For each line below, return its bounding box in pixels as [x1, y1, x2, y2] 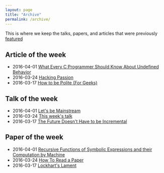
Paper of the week [5, 133, 64, 141]
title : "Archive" [5, 12, 42, 17]
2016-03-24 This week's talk [12, 113, 73, 119]
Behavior [12, 69, 31, 75]
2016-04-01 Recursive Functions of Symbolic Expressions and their [12, 146, 152, 152]
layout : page [5, 7, 33, 13]
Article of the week [5, 50, 66, 59]
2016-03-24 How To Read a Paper [12, 157, 84, 163]
